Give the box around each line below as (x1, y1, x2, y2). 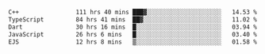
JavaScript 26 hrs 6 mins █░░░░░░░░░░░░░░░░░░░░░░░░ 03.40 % (8, 30, 258, 38)
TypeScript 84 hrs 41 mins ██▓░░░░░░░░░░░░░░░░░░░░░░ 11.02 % (8, 15, 258, 24)
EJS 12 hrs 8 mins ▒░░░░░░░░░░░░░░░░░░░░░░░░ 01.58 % (8, 37, 258, 46)
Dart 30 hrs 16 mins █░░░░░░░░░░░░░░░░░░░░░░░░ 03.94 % (8, 23, 258, 31)
